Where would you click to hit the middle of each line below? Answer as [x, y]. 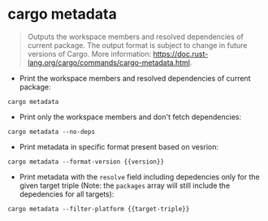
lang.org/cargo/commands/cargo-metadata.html [109, 63]
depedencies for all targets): [67, 194]
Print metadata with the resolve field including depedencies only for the [140, 176]
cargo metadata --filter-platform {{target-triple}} [99, 209]
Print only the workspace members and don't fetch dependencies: [130, 117]
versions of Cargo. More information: [89, 54]
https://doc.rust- [181, 54]
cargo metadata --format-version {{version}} [86, 162]
